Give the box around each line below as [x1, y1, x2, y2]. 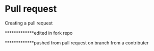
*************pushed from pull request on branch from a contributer [5, 39, 149, 46]
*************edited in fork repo [5, 30, 73, 36]
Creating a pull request [5, 20, 53, 26]
